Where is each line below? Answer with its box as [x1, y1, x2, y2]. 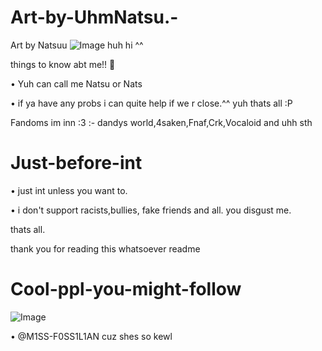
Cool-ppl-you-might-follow [10, 278, 242, 301]
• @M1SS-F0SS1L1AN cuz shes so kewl [10, 330, 173, 342]
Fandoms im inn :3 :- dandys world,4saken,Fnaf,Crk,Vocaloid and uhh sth [10, 116, 313, 128]
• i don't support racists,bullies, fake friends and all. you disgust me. [10, 204, 292, 216]
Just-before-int [10, 152, 143, 175]
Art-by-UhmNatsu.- [10, 6, 179, 29]
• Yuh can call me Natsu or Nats [10, 77, 143, 90]
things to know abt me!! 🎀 [10, 58, 116, 70]
